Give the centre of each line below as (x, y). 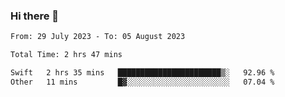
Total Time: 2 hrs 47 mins (66, 55)
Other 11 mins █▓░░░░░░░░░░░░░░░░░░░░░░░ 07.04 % (142, 82)
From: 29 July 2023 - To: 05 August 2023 (98, 37)
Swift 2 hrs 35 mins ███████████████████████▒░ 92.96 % (142, 73)
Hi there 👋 (35, 16)
